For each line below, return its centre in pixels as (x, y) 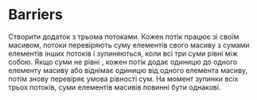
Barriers (36, 15)
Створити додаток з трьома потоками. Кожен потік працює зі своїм (124, 37)
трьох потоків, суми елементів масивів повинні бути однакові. (115, 87)
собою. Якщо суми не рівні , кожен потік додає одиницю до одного (123, 62)
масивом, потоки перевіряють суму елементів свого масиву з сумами (129, 44)
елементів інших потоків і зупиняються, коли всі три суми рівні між (123, 53)
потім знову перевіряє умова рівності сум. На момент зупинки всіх (123, 79)
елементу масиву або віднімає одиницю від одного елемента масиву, (128, 70)
